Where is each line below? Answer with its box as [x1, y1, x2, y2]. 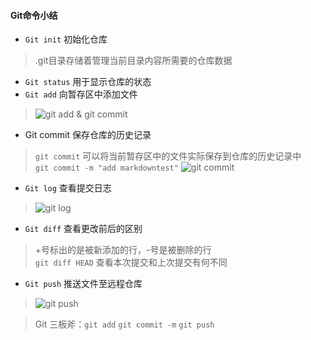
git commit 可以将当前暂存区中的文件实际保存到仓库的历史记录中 [34, 150, 302, 162]
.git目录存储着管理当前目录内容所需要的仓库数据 [34, 55, 233, 67]
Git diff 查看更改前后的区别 [24, 223, 143, 235]
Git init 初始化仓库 [24, 33, 108, 45]
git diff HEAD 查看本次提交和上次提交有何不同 [34, 256, 228, 269]
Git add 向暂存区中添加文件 [24, 88, 138, 100]
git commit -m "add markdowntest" [34, 163, 179, 174]
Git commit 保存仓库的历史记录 [24, 129, 152, 141]
